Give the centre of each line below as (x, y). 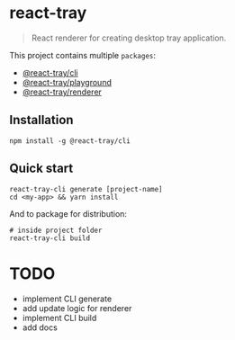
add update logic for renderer (77, 308)
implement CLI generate (67, 299)
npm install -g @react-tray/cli (70, 141)
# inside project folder (56, 230)
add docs (40, 327)
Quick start (41, 169)
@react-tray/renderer (62, 92)
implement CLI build (59, 318)
